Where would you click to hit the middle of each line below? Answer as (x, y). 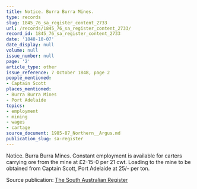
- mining (17, 116)
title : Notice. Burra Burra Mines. (50, 12)
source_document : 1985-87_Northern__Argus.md (63, 133)
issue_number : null (30, 56)
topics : (16, 105)
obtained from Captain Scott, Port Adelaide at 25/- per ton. (78, 168)
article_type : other (32, 67)
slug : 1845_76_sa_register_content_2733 (57, 23)
